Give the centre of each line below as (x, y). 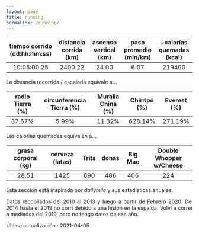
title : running (25, 17)
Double (168, 150)
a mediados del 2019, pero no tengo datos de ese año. (73, 214)
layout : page (22, 12)
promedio (138, 50)
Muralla (108, 97)
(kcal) (174, 57)
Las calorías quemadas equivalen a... (51, 136)
